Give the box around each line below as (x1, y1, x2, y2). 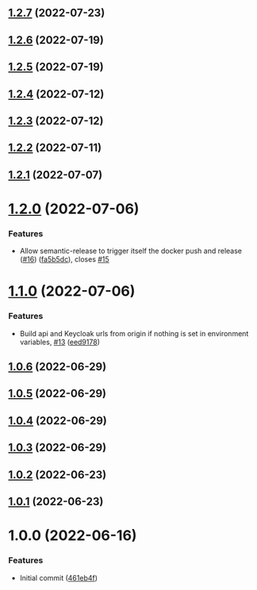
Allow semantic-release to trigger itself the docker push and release (19, 246, 243, 256)
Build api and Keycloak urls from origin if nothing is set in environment (19, 328, 249, 338)
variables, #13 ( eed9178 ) (19, 337, 101, 347)
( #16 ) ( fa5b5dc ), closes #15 (19, 255, 109, 264)
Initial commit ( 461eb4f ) (19, 573, 98, 582)
